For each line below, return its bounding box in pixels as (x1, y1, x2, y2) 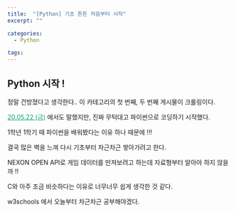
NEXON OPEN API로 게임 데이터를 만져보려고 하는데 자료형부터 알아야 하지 (7, 158, 215, 166)
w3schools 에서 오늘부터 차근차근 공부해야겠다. (7, 197, 140, 206)
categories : (7, 30, 43, 37)
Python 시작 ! (7, 78, 65, 90)
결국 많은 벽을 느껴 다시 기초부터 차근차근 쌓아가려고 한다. (7, 143, 167, 152)
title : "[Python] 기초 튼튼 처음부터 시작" (7, 10, 127, 18)
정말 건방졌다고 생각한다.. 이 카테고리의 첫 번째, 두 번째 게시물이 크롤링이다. (7, 97, 215, 106)
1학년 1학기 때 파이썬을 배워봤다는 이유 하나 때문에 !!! (7, 127, 153, 136)
